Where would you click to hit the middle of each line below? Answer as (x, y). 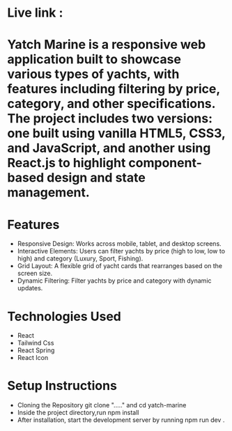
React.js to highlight (67, 163)
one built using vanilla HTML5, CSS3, (116, 133)
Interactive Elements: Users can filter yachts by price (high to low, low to (121, 251)
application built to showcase (94, 60)
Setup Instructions (62, 386)
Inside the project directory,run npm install (78, 413)
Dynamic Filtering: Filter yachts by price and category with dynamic (114, 281)
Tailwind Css (36, 343)
